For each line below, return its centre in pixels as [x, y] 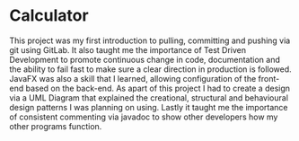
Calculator [49, 16]
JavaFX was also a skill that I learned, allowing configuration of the [133, 78]
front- [269, 78]
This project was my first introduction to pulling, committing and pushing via [150, 40]
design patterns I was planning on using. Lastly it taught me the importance [149, 107]
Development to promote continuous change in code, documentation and [145, 59]
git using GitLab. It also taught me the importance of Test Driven [128, 49]
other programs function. [56, 126]
